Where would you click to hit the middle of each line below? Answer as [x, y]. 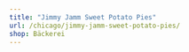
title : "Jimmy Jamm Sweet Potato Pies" [83, 17]
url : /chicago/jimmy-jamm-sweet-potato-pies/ [94, 26]
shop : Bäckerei [37, 33]
